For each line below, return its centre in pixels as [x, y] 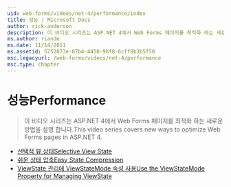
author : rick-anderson [40, 26]
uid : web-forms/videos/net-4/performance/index [77, 13]
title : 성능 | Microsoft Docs [49, 20]
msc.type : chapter [33, 64]
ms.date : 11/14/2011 [37, 45]
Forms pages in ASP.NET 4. [63, 137]
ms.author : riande [33, 39]
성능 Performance [57, 100]
